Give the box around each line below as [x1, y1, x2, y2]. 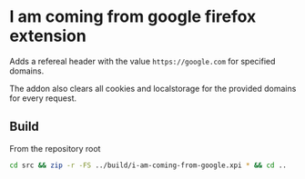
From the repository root [9, 143, 101, 154]
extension [9, 25, 86, 46]
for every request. [9, 93, 77, 104]
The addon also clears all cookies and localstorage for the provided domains [9, 83, 297, 94]
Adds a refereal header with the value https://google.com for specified [9, 55, 276, 66]
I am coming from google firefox [9, 6, 257, 27]
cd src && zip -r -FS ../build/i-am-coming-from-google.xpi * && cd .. [9, 161, 287, 170]
